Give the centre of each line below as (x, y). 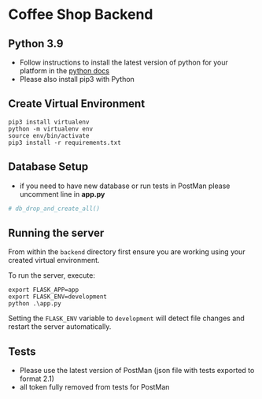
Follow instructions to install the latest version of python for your (124, 62)
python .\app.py (35, 304)
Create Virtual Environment (77, 104)
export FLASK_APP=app (44, 290)
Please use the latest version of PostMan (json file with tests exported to (137, 371)
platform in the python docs (65, 71)
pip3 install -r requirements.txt (65, 142)
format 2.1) (37, 379)
